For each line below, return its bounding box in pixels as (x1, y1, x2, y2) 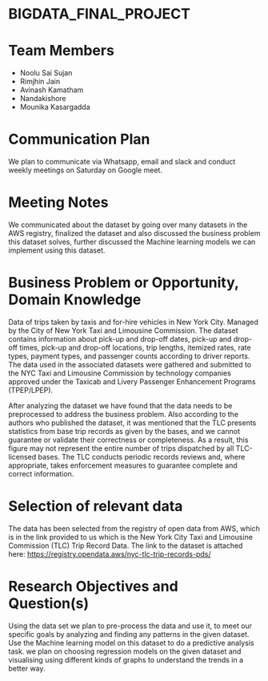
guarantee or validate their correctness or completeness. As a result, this (8, 435, 249, 444)
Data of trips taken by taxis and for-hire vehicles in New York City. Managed (8, 317, 258, 326)
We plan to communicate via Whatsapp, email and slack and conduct (8, 157, 236, 167)
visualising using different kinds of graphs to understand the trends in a (8, 655, 244, 664)
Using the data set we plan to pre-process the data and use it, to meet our (8, 621, 253, 630)
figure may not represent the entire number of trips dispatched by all (8, 443, 234, 453)
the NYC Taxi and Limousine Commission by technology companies (8, 368, 232, 378)
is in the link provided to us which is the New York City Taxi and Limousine (8, 532, 254, 541)
